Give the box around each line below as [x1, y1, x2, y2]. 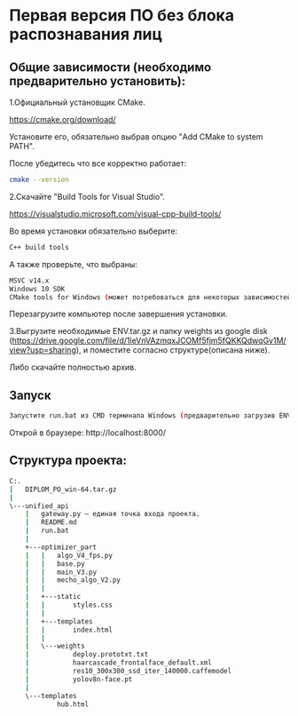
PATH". [9, 141, 35, 151]
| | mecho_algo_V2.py [25, 576, 122, 585]
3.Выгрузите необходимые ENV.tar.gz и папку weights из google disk [9, 326, 268, 337]
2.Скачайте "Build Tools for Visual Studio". [9, 191, 166, 202]
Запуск [9, 387, 51, 402]
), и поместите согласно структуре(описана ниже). [75, 345, 271, 355]
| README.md [25, 518, 77, 527]
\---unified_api [9, 501, 69, 511]
